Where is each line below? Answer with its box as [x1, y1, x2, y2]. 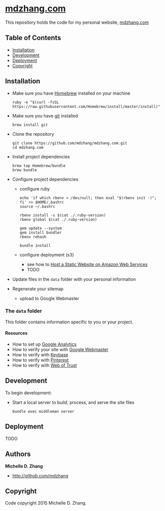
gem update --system [19, 226, 62, 231]
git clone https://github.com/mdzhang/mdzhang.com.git [12, 141, 128, 146]
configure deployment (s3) [19, 252, 74, 257]
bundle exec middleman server [12, 409, 75, 414]
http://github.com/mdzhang [12, 472, 68, 478]
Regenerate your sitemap [12, 286, 64, 292]
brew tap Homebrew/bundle [12, 163, 66, 168]
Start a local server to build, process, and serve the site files [12, 399, 134, 405]
